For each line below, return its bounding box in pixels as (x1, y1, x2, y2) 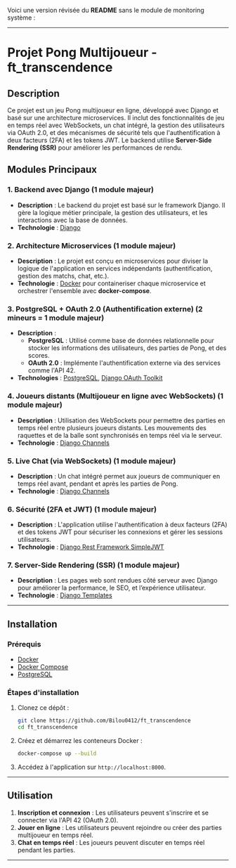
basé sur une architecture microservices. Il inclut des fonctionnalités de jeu (7, 114, 225, 122)
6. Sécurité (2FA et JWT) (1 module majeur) (7, 504, 157, 514)
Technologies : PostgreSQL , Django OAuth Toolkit (17, 374, 163, 382)
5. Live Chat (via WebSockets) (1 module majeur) (7, 456, 176, 466)
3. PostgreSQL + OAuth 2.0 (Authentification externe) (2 (7, 304, 203, 313)
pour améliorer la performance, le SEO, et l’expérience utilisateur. (17, 583, 206, 592)
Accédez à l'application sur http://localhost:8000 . (17, 763, 166, 772)
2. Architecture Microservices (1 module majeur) (7, 240, 176, 250)
